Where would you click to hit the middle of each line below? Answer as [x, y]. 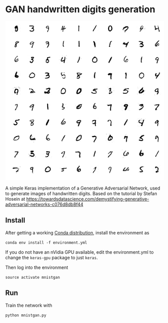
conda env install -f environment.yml [46, 243]
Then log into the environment [37, 267]
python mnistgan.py [26, 315]
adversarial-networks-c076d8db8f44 [44, 204]
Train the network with [29, 305]
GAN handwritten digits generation [80, 9]
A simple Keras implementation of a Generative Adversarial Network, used [83, 188]
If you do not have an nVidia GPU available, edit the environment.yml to [79, 252]
